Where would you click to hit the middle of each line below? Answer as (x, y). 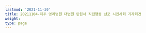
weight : (13, 18)
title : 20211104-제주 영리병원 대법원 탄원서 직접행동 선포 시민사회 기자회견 (73, 14)
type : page (16, 23)
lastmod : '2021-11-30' (28, 9)
